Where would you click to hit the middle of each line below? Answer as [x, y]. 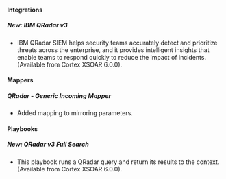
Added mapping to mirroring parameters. [75, 113]
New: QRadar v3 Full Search [48, 145]
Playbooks [23, 129]
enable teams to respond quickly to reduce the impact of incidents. [112, 57]
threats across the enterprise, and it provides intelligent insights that [113, 50]
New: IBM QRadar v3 [37, 25]
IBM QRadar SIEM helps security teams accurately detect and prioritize [117, 43]
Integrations [25, 10]
